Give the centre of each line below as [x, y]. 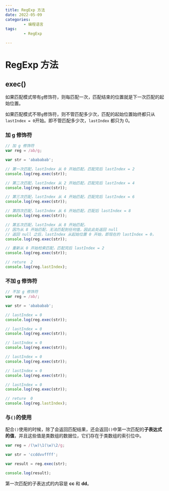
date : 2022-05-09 [24, 15]
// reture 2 [19, 262]
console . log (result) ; [28, 473]
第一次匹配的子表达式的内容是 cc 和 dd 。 [49, 483]
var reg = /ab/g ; [24, 151]
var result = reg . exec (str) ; [36, 464]
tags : [11, 29]
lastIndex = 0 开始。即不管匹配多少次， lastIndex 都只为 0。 [69, 121]
